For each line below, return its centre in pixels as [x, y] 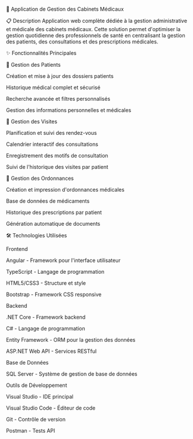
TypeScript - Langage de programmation [55, 272]
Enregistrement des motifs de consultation [57, 156]
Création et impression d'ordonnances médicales [65, 190]
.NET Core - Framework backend [46, 317]
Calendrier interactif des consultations [52, 144]
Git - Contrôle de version [36, 419]
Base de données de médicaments [48, 201]
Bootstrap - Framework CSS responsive [54, 294]
